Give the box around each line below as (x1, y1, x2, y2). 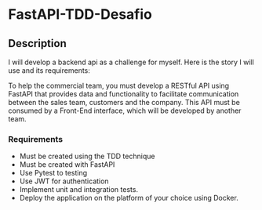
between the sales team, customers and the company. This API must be (8, 98, 241, 107)
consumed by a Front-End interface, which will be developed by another (8, 106, 242, 115)
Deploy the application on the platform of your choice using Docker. (19, 194, 239, 203)
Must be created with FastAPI (19, 160, 115, 169)
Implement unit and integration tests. (19, 185, 139, 194)
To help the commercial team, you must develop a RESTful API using (8, 81, 230, 90)
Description (8, 37, 67, 50)
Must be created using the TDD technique (19, 151, 155, 161)
